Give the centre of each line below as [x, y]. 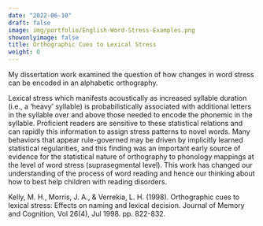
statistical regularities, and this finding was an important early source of [124, 148]
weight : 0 [24, 52]
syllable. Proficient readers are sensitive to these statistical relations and [126, 123]
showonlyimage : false [44, 37]
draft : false [30, 23]
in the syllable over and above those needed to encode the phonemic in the [131, 115]
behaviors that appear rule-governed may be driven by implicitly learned [126, 140]
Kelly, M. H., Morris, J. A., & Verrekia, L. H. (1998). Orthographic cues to [124, 197]
